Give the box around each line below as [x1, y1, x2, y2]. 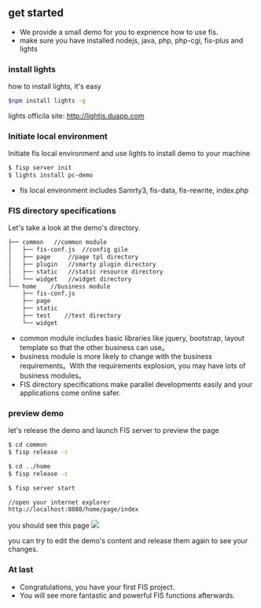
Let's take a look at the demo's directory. [8, 223, 141, 233]
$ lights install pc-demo [8, 171, 93, 180]
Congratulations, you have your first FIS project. [19, 582, 175, 591]
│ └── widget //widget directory [8, 275, 132, 283]
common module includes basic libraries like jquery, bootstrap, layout [19, 333, 245, 342]
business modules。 [19, 371, 86, 380]
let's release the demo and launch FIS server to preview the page [8, 426, 219, 435]
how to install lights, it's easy [8, 82, 102, 91]
